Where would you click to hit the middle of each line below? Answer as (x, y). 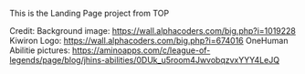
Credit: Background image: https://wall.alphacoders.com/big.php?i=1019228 (153, 31)
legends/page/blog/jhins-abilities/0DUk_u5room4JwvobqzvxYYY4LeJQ (145, 60)
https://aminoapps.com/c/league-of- (141, 50)
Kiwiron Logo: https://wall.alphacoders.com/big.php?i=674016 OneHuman (149, 41)
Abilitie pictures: (40, 50)
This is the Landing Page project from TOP (89, 13)
